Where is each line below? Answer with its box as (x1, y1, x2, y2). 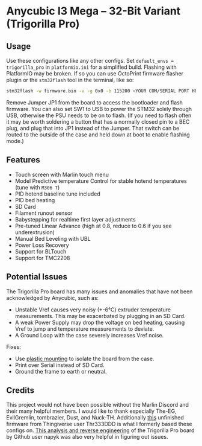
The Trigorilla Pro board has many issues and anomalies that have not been (6, 288, 193, 295)
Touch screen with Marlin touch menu (14, 171, 109, 178)
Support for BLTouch (14, 247, 67, 255)
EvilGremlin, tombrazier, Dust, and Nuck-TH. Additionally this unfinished (6, 414, 185, 421)
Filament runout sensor (14, 209, 73, 217)
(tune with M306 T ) (14, 183, 60, 191)
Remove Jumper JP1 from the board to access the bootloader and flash (6, 98, 183, 106)
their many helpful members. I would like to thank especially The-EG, (6, 407, 177, 415)
